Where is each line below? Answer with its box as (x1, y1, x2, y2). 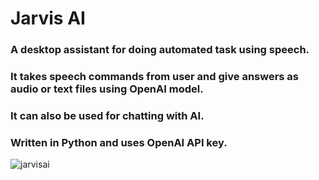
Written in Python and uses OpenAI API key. (10, 135, 228, 149)
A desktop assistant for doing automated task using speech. (10, 43, 310, 57)
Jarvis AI (10, 7, 86, 30)
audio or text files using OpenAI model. (10, 82, 204, 96)
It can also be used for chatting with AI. (10, 108, 205, 122)
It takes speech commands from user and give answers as (10, 70, 300, 84)
